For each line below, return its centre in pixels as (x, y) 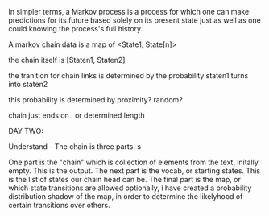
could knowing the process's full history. (76, 29)
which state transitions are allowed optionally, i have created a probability (130, 188)
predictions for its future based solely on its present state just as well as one (135, 20)
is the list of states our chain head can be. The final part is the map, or (125, 179)
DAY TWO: (26, 131)
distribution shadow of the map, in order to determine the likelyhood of (126, 196)
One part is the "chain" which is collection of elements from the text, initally (134, 162)
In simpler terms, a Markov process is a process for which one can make (129, 12)
